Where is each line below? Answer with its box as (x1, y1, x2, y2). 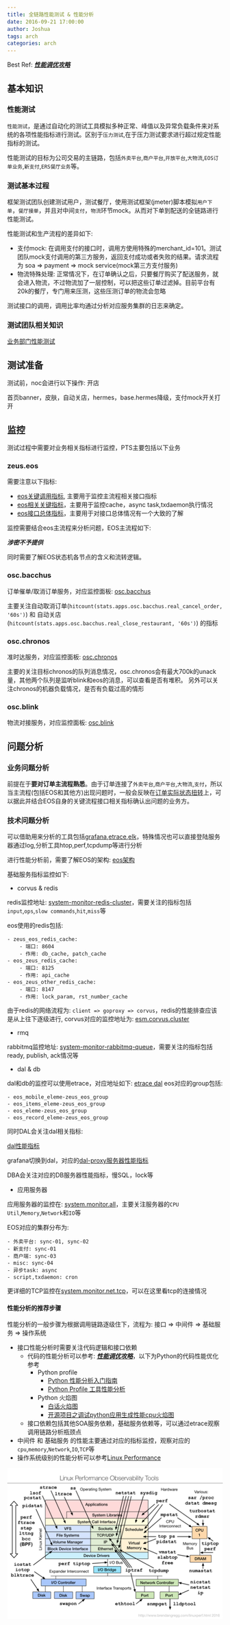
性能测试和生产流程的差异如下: (7, 230, 94, 238)
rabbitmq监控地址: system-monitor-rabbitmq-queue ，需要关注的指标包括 (7, 1043, 214, 1051)
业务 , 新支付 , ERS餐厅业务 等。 (12, 162, 84, 170)
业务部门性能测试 (7, 337, 55, 346)
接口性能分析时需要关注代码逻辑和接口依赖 (16, 1344, 138, 1352)
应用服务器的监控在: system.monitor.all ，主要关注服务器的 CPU (7, 1200, 179, 1208)
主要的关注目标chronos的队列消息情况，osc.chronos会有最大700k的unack (7, 667, 217, 675)
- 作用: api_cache (19, 972, 70, 979)
